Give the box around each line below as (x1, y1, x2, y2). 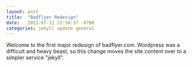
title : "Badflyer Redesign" (6, 14, 79, 20)
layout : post (6, 8, 39, 15)
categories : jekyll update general (6, 25, 95, 31)
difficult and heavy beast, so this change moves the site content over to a (6, 48, 187, 55)
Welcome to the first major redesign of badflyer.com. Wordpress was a (6, 42, 180, 49)
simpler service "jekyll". (6, 54, 64, 61)
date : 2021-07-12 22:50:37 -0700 (6, 20, 95, 25)
